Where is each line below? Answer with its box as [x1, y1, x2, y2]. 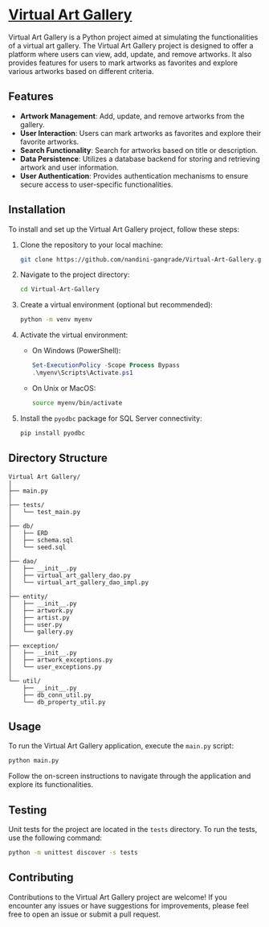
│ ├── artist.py [8, 613, 70, 621]
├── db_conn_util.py [22, 690, 92, 699]
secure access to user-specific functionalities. [19, 179, 173, 189]
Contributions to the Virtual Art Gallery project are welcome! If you [8, 892, 227, 902]
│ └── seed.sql [8, 543, 67, 551]
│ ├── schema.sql [8, 536, 74, 544]
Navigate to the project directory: [19, 270, 130, 279]
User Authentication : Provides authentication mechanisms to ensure [19, 171, 249, 180]
